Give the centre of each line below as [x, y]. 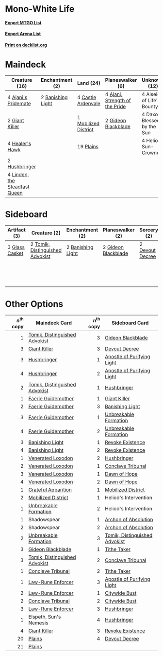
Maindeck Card [54, 323]
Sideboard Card [130, 323]
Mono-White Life [40, 9]
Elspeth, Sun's [45, 617]
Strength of [118, 100]
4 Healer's [19, 143]
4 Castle [87, 97]
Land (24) [89, 83]
